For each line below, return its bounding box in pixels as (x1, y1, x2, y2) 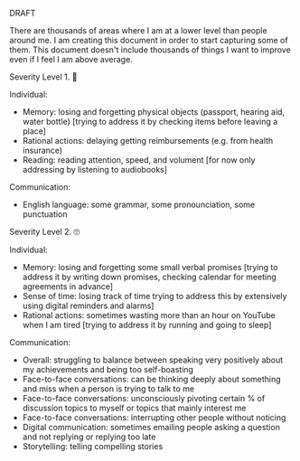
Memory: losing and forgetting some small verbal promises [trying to (22, 262, 278, 272)
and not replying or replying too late (22, 431, 156, 442)
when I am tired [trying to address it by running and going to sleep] (22, 320, 272, 330)
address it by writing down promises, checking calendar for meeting (22, 271, 277, 282)
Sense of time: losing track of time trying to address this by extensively (22, 291, 287, 301)
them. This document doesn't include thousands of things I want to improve (9, 44, 291, 55)
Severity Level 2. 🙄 (9, 226, 80, 237)
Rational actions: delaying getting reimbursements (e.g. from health (22, 136, 274, 146)
